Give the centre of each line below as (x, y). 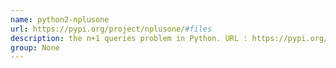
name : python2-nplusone (60, 19)
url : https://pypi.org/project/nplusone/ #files (111, 29)
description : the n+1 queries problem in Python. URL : (129, 38)
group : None (35, 47)
